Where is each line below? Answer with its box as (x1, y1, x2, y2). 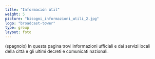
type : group (5, 25, 29, 30)
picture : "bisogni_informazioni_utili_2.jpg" (5, 16, 99, 21)
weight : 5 (5, 12, 25, 17)
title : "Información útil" (5, 7, 60, 12)
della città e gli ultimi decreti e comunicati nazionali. (5, 48, 109, 54)
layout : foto (5, 30, 32, 35)
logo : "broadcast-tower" (5, 20, 56, 26)
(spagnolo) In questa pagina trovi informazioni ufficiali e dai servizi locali (5, 43, 151, 49)
